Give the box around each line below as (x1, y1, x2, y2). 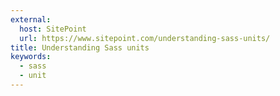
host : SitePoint (19, 24, 87, 34)
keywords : (10, 52, 52, 62)
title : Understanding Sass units (10, 42, 150, 53)
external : (10, 14, 52, 25)
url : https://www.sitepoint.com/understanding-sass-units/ (19, 33, 271, 43)
